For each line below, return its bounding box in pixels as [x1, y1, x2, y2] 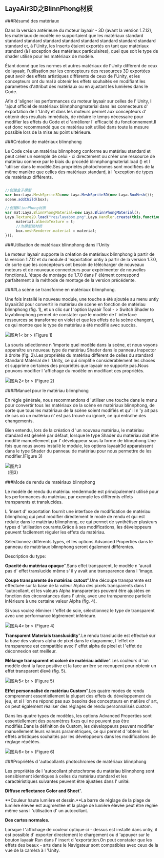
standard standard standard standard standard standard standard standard [5, 38, 156, 43]
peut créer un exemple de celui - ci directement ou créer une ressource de [5, 153, 155, 159]
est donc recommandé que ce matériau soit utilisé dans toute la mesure [5, 124, 149, 130]
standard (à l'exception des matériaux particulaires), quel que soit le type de [5, 48, 159, 54]
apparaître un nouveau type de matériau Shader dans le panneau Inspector [5, 347, 156, 353]
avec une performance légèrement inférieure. [5, 613, 97, 618]
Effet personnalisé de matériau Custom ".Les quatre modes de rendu [5, 688, 145, 694]
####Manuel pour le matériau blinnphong [5, 388, 89, 393]
